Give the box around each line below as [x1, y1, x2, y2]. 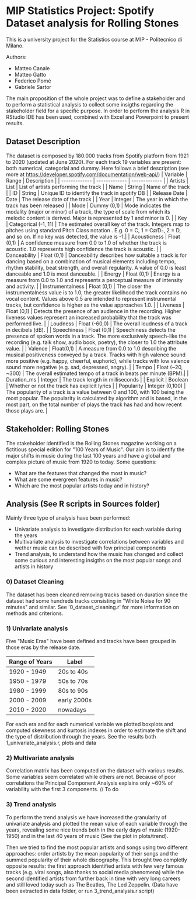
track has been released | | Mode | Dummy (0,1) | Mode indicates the [6, 202, 171, 209]
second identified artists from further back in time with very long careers [6, 875, 181, 882]
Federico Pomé [14, 77, 51, 84]
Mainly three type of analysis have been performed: [6, 514, 131, 521]
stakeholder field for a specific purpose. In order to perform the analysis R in [6, 107, 190, 114]
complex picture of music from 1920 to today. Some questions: [6, 458, 157, 465]
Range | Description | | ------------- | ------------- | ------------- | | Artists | [6, 177, 188, 184]
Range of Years [9, 657, 52, 665]
